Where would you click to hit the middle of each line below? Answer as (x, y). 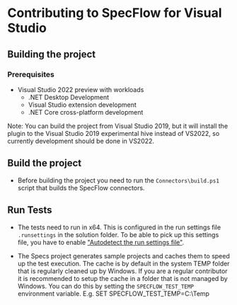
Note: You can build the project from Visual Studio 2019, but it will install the (118, 126)
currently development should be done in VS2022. (81, 141)
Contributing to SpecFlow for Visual (115, 13)
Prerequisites (31, 74)
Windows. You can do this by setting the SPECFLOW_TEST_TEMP (106, 286)
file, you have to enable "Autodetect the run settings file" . (101, 242)
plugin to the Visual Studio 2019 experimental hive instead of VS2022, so (114, 133)
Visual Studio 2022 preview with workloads (81, 89)
